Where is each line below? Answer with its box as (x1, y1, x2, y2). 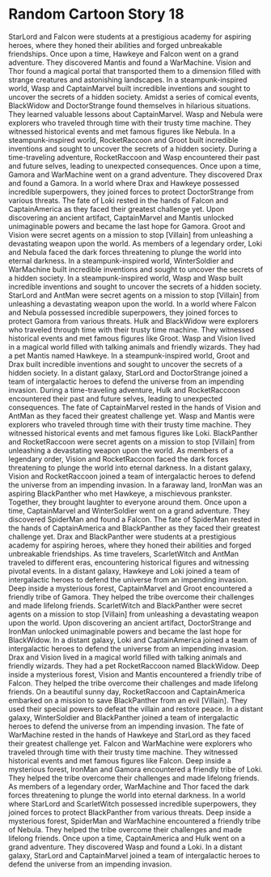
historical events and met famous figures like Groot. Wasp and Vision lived (8, 333, 256, 343)
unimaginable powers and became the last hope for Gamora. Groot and (8, 221, 246, 231)
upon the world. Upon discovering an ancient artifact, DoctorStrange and (8, 617, 252, 627)
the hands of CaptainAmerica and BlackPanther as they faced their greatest (8, 522, 260, 532)
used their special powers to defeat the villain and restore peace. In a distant (8, 703, 264, 714)
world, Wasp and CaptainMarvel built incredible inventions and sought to (8, 83, 251, 93)
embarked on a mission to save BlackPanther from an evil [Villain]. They (8, 695, 248, 705)
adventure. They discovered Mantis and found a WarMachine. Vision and (8, 58, 252, 67)
